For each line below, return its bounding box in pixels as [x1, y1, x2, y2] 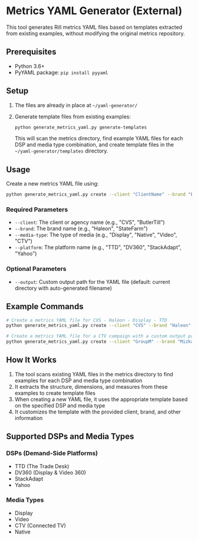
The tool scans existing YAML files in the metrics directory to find [14, 370, 174, 377]
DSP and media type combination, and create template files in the [14, 141, 174, 148]
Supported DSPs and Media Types [6, 432, 134, 442]
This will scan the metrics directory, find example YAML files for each [14, 135, 183, 142]
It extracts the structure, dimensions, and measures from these [14, 383, 168, 390]
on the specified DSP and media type [14, 402, 105, 409]
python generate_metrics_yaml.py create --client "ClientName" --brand [6, 191, 186, 198]
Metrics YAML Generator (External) [6, 4, 183, 18]
